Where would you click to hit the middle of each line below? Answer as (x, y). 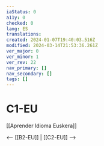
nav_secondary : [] (29, 74)
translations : (24, 34)
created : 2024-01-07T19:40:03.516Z (51, 40)
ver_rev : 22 (21, 62)
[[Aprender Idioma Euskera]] (41, 126)
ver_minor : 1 (23, 57)
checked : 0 (20, 23)
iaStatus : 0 (21, 12)
